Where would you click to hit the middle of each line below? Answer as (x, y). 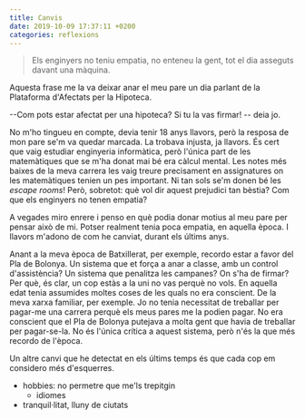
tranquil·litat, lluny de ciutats (75, 405)
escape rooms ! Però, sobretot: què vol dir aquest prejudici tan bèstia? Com (150, 190)
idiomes (51, 395)
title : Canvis (36, 18)
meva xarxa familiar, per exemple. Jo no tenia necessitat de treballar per (144, 302)
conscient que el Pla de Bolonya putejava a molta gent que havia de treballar (152, 322)
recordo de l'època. (46, 341)
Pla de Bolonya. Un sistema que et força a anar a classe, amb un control (144, 264)
